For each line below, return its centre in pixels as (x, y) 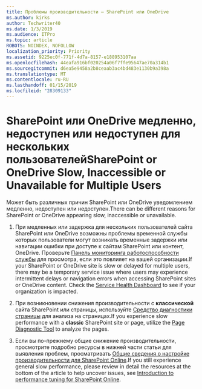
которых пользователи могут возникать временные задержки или (101, 240)
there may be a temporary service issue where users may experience (102, 272)
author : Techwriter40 (34, 23)
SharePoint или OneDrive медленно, (101, 121)
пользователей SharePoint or (82, 160)
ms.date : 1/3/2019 (29, 29)
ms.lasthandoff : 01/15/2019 (42, 86)
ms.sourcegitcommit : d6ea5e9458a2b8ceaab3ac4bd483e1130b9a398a (88, 68)
